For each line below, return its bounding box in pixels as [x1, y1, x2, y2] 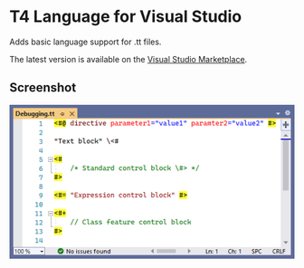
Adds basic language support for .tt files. [9, 36, 162, 47]
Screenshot [9, 80, 77, 96]
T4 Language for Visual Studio [9, 6, 242, 27]
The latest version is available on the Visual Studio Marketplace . [9, 53, 248, 64]
